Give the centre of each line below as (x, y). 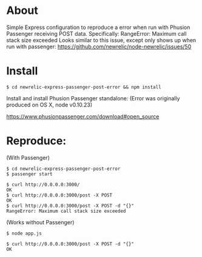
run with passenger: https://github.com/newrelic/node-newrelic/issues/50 (99, 47)
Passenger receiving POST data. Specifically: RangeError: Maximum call (96, 33)
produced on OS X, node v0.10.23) (49, 105)
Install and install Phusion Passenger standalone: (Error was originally (93, 98)
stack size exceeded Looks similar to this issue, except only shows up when (101, 40)
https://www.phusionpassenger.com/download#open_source (83, 116)
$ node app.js (24, 233)
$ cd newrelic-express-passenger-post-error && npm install (84, 87)
